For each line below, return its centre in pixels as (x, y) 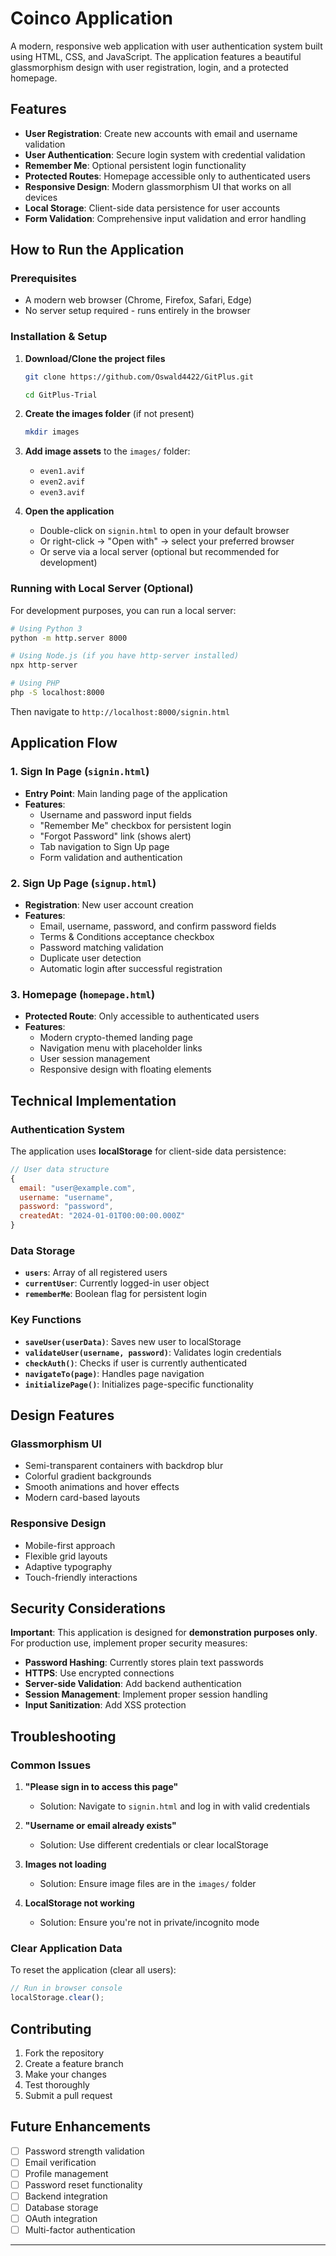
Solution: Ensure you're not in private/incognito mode (149, 1923)
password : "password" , (66, 1207)
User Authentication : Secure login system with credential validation (165, 154)
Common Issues (51, 1765)
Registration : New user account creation (109, 904)
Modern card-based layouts (82, 1498)
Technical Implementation (93, 1100)
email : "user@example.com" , (78, 1188)
